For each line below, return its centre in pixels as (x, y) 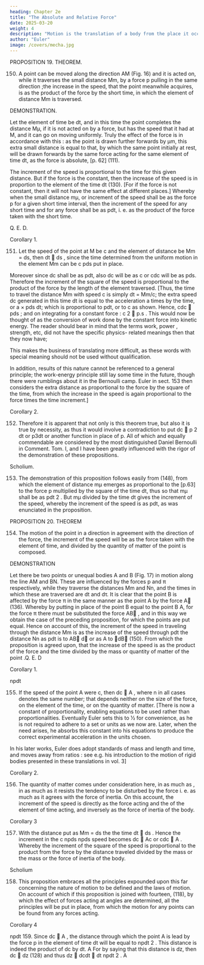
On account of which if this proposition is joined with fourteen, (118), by (106, 894)
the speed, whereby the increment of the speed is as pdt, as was (98, 503)
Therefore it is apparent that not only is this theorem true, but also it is (104, 423)
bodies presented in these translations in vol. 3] (68, 761)
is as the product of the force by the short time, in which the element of (106, 93)
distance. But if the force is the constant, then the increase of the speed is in (104, 178)
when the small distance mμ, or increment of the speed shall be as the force (103, 197)
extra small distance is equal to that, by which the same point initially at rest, (103, 148)
